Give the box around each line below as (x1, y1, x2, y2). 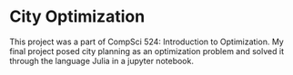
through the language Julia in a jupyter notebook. (9, 55, 194, 66)
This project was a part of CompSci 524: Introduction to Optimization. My (9, 36, 284, 47)
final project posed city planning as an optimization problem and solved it (9, 45, 285, 56)
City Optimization (9, 6, 146, 27)
